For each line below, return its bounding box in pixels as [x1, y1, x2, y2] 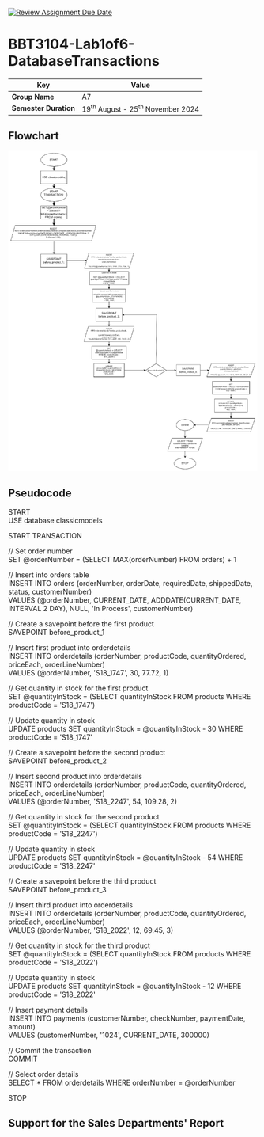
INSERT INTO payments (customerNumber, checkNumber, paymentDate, [8, 1013, 246, 1023]
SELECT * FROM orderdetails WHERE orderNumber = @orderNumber [8, 1078, 236, 1088]
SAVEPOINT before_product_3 [8, 885, 107, 895]
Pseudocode [8, 487, 73, 500]
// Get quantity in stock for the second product [8, 812, 160, 822]
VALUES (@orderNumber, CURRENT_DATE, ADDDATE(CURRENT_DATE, [8, 595, 242, 605]
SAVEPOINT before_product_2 [8, 756, 107, 766]
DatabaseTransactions [8, 52, 160, 70]
